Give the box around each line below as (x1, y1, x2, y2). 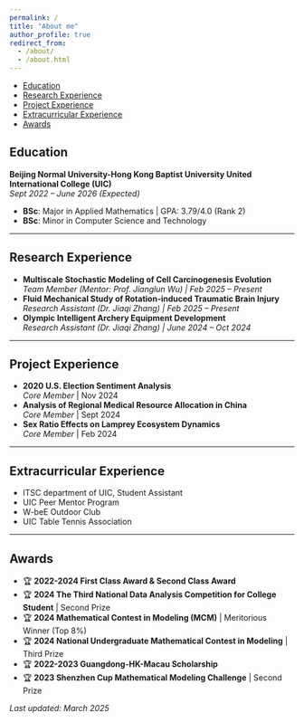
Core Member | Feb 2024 (22, 429, 118, 440)
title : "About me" (9, 22, 79, 31)
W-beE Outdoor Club (22, 507, 101, 518)
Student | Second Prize (22, 603, 111, 613)
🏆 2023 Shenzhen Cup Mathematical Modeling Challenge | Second (22, 672, 282, 683)
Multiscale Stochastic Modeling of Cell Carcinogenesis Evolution (22, 273, 271, 285)
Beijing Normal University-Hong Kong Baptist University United (9, 168, 252, 179)
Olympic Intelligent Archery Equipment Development (22, 312, 226, 323)
